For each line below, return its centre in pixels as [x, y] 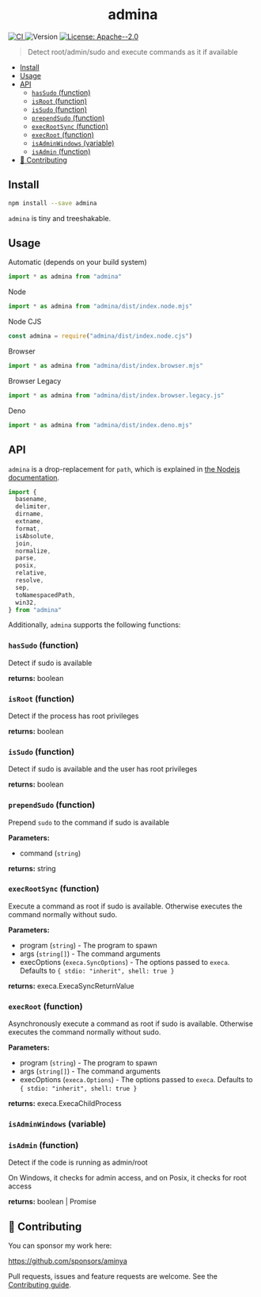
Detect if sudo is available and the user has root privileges [103, 769]
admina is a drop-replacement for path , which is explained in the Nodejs [124, 469]
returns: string [32, 868]
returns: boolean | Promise [52, 1202]
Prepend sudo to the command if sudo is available [89, 822]
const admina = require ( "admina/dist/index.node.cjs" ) [100, 336]
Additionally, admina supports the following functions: [95, 625]
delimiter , [33, 507]
